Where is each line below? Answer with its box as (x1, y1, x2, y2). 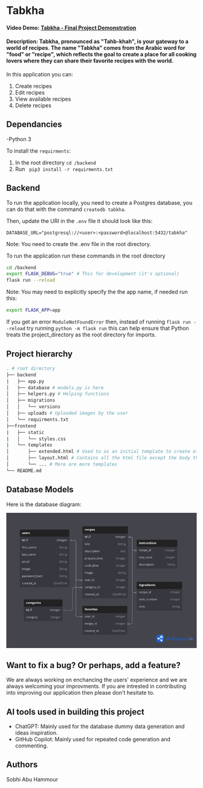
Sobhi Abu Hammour (6, 775, 59, 783)
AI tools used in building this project (6, 707, 145, 717)
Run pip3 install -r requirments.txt (14, 165, 114, 173)
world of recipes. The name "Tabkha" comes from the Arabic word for (6, 44, 185, 52)
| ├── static (6, 429, 45, 435)
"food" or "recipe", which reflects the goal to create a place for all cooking (6, 51, 197, 58)
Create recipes (14, 82, 53, 90)
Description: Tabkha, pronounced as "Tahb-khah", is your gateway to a (6, 38, 189, 45)
